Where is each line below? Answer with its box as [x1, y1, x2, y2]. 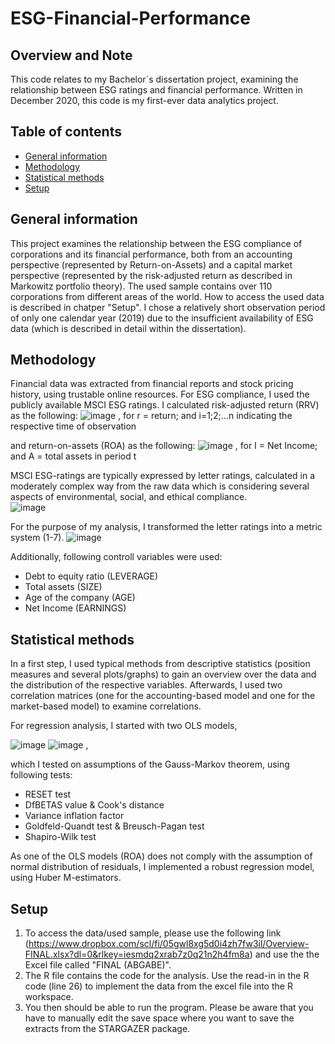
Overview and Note [10, 47, 133, 64]
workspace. [24, 991, 74, 1003]
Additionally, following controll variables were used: [10, 551, 223, 563]
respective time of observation [10, 420, 137, 432]
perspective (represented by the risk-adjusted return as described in [10, 269, 293, 281]
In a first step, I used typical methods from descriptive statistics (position [10, 658, 311, 670]
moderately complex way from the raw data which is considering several [10, 480, 310, 492]
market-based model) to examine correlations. [10, 700, 202, 712]
